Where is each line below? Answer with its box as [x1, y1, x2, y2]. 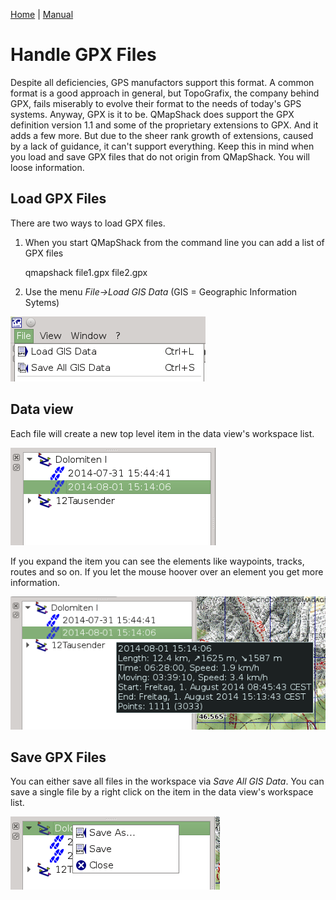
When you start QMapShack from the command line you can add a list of [24, 236, 325, 248]
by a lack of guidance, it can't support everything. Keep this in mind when [10, 140, 315, 152]
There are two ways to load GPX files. [10, 217, 166, 229]
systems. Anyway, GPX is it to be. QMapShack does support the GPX [10, 108, 295, 120]
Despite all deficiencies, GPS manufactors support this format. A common [10, 76, 315, 88]
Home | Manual [10, 9, 74, 20]
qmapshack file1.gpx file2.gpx [24, 266, 148, 278]
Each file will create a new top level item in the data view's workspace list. [10, 427, 315, 439]
